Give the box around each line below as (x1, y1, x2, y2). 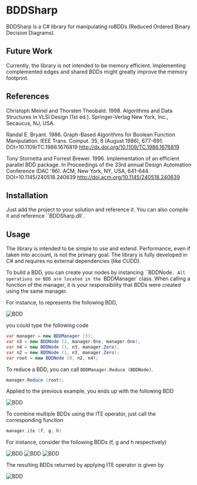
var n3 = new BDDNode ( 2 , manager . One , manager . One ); (6, 339, 141, 344)
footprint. (6, 74, 29, 81)
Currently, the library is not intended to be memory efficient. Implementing (6, 62, 186, 69)
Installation (6, 190, 48, 200)
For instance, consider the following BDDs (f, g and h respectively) (6, 439, 167, 446)
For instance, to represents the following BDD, (6, 299, 118, 306)
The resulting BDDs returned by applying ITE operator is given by (6, 461, 164, 469)
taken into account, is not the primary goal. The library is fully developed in (6, 251, 188, 259)
